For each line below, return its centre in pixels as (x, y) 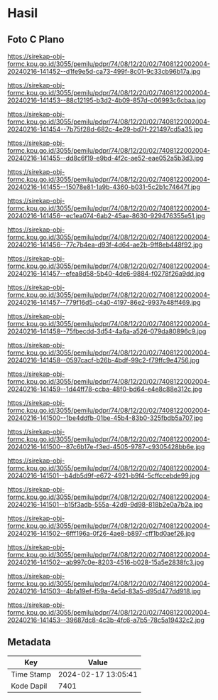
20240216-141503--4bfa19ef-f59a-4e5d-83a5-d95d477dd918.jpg (104, 591)
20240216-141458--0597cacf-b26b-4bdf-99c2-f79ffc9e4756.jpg (104, 360)
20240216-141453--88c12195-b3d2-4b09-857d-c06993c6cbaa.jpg (107, 100)
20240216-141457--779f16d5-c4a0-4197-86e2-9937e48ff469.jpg (104, 302)
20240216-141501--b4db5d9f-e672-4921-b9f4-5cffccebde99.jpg (104, 475)
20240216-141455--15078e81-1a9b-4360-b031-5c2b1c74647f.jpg (104, 187)
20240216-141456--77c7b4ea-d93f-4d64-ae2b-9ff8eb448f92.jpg (105, 244)
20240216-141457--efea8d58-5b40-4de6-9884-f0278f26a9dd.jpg (106, 274)
